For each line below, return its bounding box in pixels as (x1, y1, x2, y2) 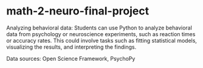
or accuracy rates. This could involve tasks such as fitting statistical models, (6, 37, 198, 44)
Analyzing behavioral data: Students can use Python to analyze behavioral (6, 24, 193, 31)
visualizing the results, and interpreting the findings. (6, 43, 137, 51)
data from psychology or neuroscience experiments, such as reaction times (6, 30, 196, 37)
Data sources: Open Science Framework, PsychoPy (6, 55, 136, 62)
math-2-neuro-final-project (6, 4, 150, 18)
